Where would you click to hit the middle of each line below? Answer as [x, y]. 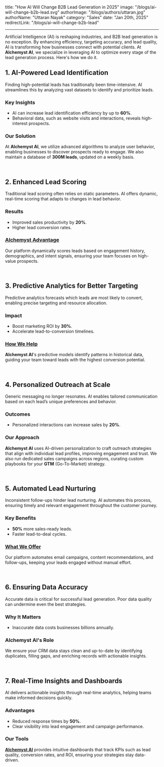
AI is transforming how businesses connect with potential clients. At [73, 47]
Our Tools [17, 739]
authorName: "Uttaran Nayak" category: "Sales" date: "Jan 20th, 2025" [77, 17]
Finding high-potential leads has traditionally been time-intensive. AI [74, 85]
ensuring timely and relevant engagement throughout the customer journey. [81, 506]
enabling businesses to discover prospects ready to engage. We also [74, 152]
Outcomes [18, 414]
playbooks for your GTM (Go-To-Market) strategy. [55, 464]
